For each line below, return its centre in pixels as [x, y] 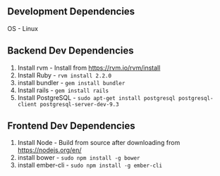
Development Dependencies [71, 12]
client [27, 104]
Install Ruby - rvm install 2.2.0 [64, 75]
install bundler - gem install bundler [71, 82]
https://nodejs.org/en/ [50, 150]
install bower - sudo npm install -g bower [79, 158]
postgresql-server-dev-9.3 [79, 104]
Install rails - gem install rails [63, 90]
